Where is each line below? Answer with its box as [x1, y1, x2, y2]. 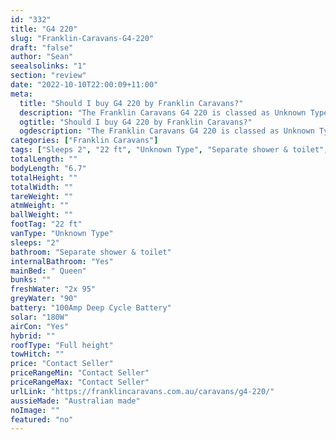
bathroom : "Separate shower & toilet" [10, 247, 172, 257]
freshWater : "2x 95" [10, 284, 97, 295]
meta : [10, 89, 33, 99]
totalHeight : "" [10, 172, 78, 183]
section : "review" [10, 71, 87, 81]
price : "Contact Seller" [10, 359, 114, 369]
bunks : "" [10, 275, 52, 285]
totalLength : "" [10, 154, 78, 164]
